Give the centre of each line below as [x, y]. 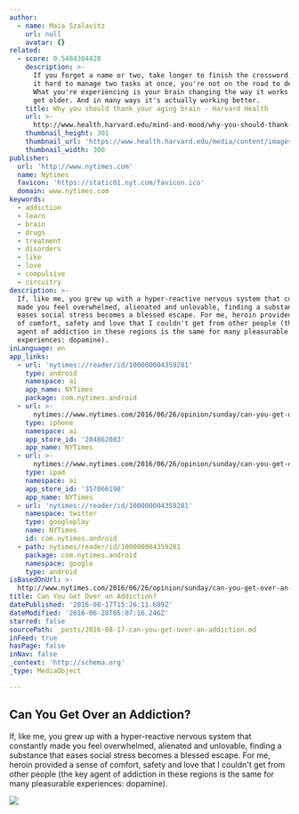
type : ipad [45, 472]
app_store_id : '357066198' [75, 489]
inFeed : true [33, 638]
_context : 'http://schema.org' [67, 663]
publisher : [29, 158]
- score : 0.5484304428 [59, 59]
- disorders [40, 249]
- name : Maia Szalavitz [61, 26]
